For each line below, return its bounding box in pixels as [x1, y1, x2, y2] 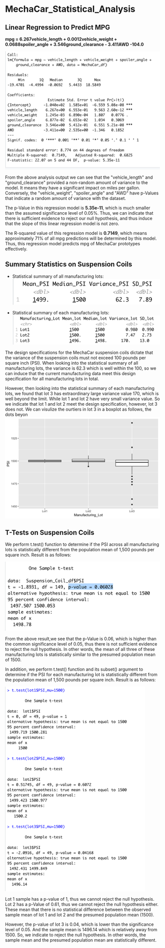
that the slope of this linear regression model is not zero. [5, 221, 119, 227]
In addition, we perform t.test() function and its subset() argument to [5, 666, 143, 672]
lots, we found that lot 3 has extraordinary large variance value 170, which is [5, 391, 159, 397]
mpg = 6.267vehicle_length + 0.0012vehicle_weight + [5, 36, 117, 42]
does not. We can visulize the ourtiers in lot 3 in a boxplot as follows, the [5, 406, 152, 413]
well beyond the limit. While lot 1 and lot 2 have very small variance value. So [5, 396, 161, 402]
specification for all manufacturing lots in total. [5, 376, 99, 382]
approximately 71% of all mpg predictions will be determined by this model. [5, 235, 157, 241]
